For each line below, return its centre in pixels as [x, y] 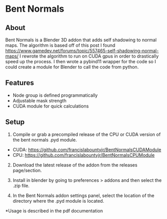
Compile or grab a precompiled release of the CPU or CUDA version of [87, 134]
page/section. [27, 170]
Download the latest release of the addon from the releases [75, 165]
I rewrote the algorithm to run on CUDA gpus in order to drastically [89, 56]
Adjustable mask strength [39, 100]
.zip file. [21, 185]
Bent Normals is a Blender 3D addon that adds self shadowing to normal [81, 40]
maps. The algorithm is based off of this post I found [60, 45]
